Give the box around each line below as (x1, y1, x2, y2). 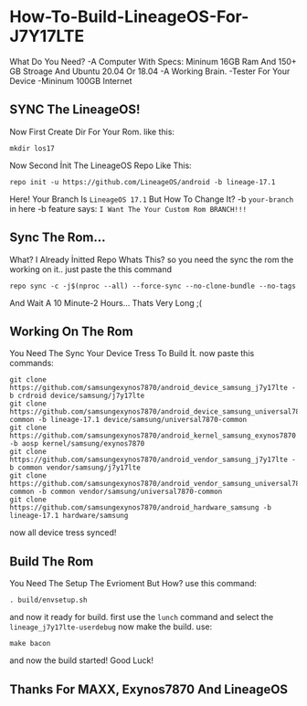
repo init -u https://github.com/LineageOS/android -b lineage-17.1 (9, 177, 276, 186)
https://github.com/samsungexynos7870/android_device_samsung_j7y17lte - (9, 384, 297, 393)
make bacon (9, 639, 51, 648)
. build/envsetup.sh (9, 595, 89, 605)
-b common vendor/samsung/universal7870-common (37, 487, 223, 497)
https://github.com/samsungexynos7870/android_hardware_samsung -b (9, 503, 272, 512)
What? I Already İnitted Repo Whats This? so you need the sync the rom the (9, 254, 294, 265)
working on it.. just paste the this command (9, 263, 172, 275)
